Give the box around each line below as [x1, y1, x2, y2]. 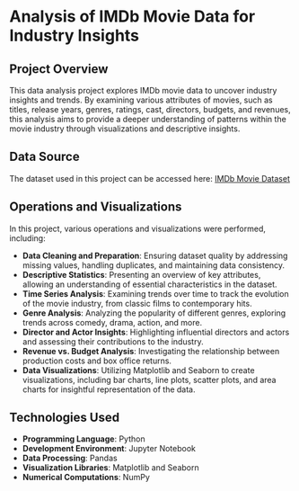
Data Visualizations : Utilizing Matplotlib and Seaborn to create [22, 364, 255, 375]
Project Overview [9, 61, 109, 76]
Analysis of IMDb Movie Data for [9, 6, 256, 27]
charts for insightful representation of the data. [22, 384, 196, 395]
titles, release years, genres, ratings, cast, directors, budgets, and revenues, [9, 104, 291, 114]
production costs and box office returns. [22, 355, 172, 366]
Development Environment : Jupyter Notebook [22, 443, 196, 454]
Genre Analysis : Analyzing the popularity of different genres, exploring [22, 308, 286, 318]
